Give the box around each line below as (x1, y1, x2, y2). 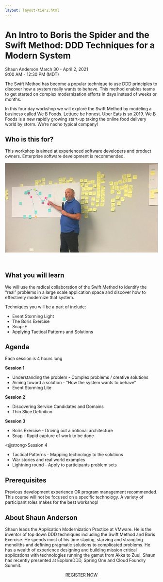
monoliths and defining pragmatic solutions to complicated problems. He (5, 542, 150, 547)
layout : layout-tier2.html (5, 8, 60, 13)
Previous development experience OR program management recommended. (5, 489, 158, 495)
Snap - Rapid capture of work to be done (12, 433, 94, 439)
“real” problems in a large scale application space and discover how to (5, 289, 146, 295)
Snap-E (12, 323, 28, 329)
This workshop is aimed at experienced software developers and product (5, 148, 151, 154)
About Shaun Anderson (5, 513, 78, 522)
